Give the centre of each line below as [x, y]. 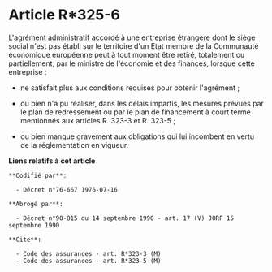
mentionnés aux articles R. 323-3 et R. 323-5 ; [98, 120]
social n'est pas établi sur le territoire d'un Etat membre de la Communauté [134, 45]
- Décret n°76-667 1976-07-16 [67, 190]
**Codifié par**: [38, 175]
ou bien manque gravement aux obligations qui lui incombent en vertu [137, 136]
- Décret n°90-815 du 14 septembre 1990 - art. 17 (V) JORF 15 [125, 218]
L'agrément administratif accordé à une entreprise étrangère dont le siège [132, 37]
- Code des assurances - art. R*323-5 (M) [89, 261]
